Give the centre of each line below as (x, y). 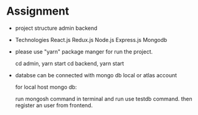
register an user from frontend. (54, 105)
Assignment (38, 11)
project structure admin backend (56, 28)
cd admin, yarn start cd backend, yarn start (69, 63)
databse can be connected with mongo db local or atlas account (96, 75)
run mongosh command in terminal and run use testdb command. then (104, 99)
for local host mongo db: (46, 87)
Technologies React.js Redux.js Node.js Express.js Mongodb (91, 40)
